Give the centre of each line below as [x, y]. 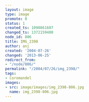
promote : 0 [16, 19]
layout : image [20, 10]
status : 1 [15, 23]
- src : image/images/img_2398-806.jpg [44, 87]
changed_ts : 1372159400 [29, 32]
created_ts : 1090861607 [29, 28]
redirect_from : [21, 60]
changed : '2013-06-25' [28, 55]
